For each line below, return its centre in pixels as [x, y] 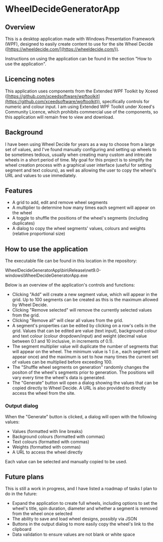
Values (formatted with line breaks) [47, 431]
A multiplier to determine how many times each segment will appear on [83, 208]
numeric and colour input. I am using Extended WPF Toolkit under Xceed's [80, 107]
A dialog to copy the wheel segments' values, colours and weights [79, 228]
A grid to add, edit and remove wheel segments [60, 203]
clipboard [22, 529]
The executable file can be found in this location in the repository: [71, 261]
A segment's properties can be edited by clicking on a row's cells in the [84, 326]
